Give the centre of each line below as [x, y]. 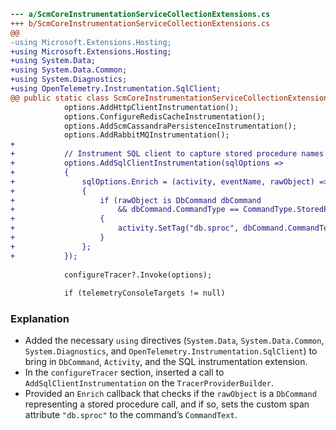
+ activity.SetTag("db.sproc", [125, 228]
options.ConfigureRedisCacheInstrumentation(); [165, 116]
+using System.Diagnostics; [69, 80]
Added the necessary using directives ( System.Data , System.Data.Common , [174, 341]
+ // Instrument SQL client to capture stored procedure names [167, 154]
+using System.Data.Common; [69, 70]
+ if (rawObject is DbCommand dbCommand [136, 200]
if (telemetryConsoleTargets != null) [144, 293]
